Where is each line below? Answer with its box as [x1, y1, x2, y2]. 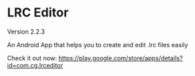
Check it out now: [7, 53, 57, 62]
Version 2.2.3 [7, 27, 45, 36]
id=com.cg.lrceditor [7, 61, 63, 69]
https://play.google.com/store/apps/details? [58, 53, 183, 62]
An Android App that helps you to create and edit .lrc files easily [7, 40, 188, 49]
